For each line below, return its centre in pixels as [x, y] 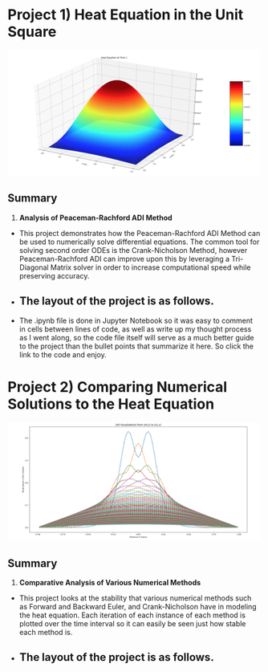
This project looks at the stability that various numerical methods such [135, 598]
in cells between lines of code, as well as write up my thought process [135, 329]
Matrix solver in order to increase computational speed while [150, 267]
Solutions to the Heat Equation [111, 404]
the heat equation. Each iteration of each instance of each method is [132, 615]
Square [32, 32]
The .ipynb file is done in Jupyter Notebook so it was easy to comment [136, 320]
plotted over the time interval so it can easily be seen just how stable [132, 624]
